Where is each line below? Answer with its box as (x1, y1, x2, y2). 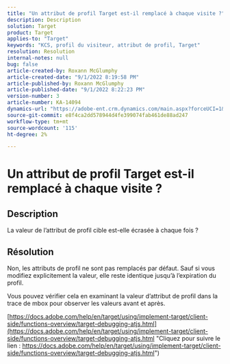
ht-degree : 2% (7, 131, 48, 138)
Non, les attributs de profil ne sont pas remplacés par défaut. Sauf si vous (7, 264, 216, 272)
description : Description (7, 16, 81, 23)
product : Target (7, 29, 53, 36)
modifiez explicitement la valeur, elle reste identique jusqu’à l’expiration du (7, 272, 217, 280)
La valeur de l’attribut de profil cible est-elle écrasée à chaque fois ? (7, 226, 199, 235)
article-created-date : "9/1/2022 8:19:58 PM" (7, 73, 139, 81)
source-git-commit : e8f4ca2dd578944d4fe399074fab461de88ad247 (7, 112, 188, 118)
